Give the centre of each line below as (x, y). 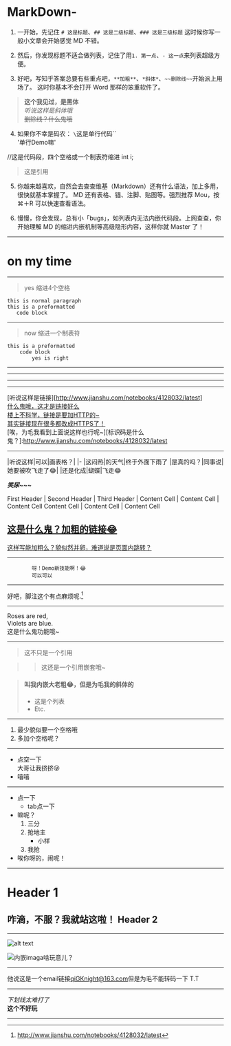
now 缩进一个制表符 (52, 333)
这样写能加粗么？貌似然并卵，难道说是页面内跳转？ (79, 547)
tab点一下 (41, 806)
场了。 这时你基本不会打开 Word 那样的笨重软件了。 (90, 87)
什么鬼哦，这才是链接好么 (43, 406)
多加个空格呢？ (38, 738)
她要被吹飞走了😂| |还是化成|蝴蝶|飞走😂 (64, 470)
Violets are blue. (30, 624)
